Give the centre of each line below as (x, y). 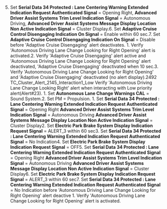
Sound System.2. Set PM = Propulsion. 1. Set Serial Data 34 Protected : (85, 99)
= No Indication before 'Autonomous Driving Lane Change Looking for (83, 190)
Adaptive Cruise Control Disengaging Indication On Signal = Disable (83, 39)
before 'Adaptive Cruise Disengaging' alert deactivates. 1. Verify (77, 45)
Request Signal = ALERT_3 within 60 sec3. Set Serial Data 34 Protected (86, 131)
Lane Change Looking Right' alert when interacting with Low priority (81, 88)
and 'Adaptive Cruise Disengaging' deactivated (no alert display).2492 (83, 77)
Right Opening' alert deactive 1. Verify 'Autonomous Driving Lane (78, 195)
